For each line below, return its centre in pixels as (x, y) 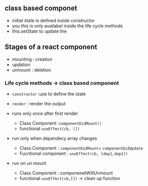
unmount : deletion (31, 70)
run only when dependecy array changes (54, 138)
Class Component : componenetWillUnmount (66, 173)
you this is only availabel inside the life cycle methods (67, 26)
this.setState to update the (39, 31)
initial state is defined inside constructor (53, 20)
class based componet (41, 8)
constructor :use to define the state (49, 94)
